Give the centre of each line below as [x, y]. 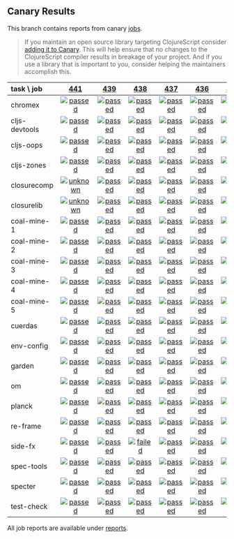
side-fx [23, 446]
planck [22, 406]
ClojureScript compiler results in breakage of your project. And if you [123, 57]
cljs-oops [27, 145]
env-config [30, 346]
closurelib [27, 205]
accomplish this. [48, 71]
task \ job [27, 89]
